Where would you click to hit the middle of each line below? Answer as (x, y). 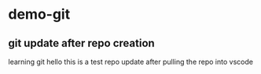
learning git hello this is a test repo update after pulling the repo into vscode (131, 62)
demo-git (39, 14)
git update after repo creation (81, 43)
